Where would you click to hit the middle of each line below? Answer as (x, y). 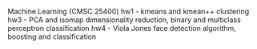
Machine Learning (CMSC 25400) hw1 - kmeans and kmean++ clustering (128, 11)
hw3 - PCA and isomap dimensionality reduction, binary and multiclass (124, 20)
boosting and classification (52, 36)
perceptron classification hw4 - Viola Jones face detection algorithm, (122, 28)
